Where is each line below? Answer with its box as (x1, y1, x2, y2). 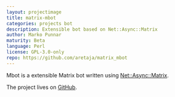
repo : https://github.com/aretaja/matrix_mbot (6, 55, 128, 61)
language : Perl (6, 44, 45, 50)
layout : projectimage (6, 9, 62, 15)
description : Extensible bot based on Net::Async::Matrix (6, 26, 158, 33)
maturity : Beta (6, 37, 45, 44)
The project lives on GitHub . (6, 83, 77, 91)
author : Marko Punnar (6, 32, 62, 38)
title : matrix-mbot (6, 15, 56, 21)
